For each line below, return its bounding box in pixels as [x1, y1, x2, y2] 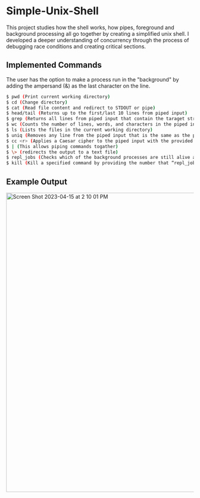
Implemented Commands [6, 60, 102, 70]
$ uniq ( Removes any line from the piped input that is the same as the [6, 132, 190, 138]
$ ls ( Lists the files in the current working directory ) [6, 127, 153, 133]
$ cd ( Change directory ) [6, 99, 68, 105]
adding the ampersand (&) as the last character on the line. [6, 82, 151, 89]
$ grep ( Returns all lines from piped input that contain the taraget [6, 116, 185, 122]
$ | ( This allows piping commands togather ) [6, 143, 118, 149]
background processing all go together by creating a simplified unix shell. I [6, 30, 189, 37]
